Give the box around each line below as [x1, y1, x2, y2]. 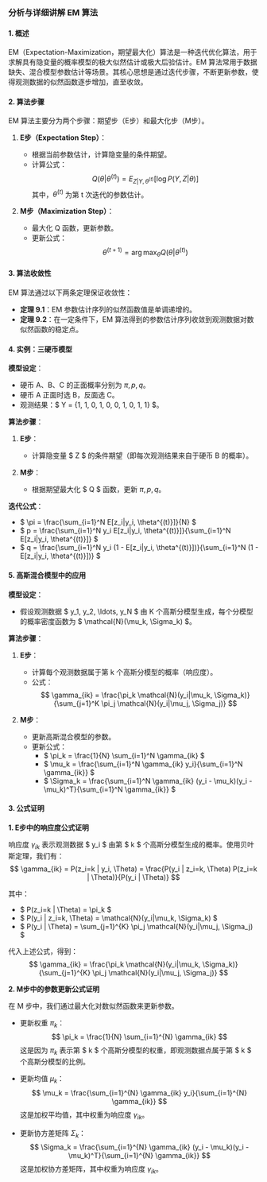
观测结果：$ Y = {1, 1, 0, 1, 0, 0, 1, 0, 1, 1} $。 [19, 400, 164, 410]
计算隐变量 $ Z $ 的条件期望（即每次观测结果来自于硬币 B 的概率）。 [31, 451, 253, 460]
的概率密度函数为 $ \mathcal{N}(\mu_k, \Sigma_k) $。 [19, 616, 196, 626]
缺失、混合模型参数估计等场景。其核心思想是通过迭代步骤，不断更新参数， [8, 68, 252, 77]
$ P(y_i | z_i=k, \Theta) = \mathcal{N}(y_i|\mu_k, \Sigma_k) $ [19, 913, 218, 923]
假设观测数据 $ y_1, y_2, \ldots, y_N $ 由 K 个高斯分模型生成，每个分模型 [19, 607, 254, 616]
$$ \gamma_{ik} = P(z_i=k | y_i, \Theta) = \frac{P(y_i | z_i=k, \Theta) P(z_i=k [10, 864, 257, 874]
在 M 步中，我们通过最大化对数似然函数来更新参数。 [8, 1001, 179, 1010]
